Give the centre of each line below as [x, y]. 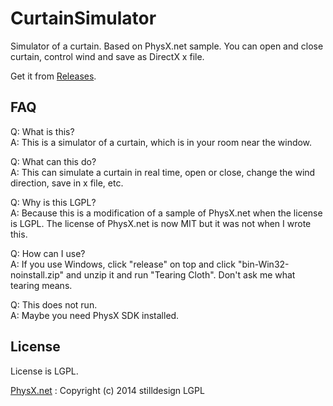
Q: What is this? [42, 131]
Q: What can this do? [53, 161]
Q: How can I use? [48, 253]
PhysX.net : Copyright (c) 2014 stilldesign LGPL [107, 390]
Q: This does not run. [54, 304]
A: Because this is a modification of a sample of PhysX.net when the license [166, 213]
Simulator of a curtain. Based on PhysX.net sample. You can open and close [167, 46]
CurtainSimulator [83, 18]
